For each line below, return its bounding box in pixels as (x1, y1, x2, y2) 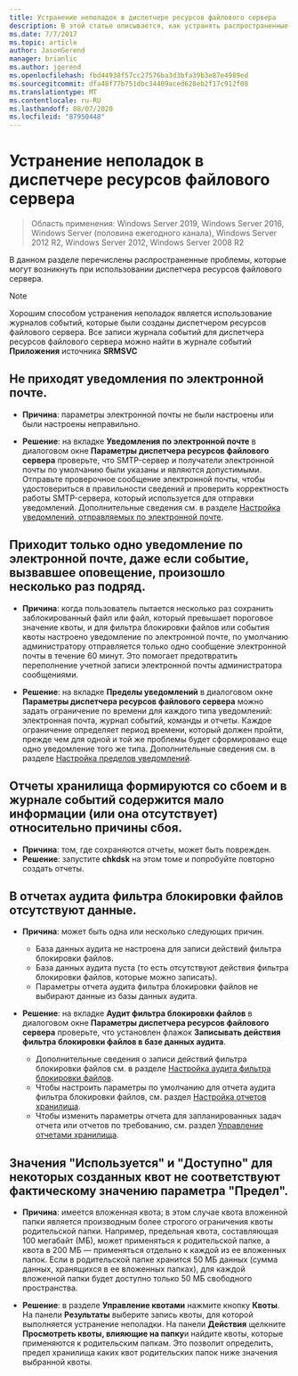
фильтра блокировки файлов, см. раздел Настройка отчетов (35, 1092, 267, 1102)
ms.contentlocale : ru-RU (9, 95, 101, 105)
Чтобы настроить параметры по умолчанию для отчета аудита (35, 1082, 276, 1093)
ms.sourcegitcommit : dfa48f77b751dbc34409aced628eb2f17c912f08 (9, 79, 249, 88)
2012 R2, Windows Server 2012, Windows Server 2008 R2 (30, 237, 245, 248)
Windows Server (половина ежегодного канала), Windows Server (30, 228, 278, 239)
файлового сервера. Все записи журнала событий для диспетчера (9, 327, 264, 338)
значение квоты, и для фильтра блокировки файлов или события (21, 621, 270, 633)
